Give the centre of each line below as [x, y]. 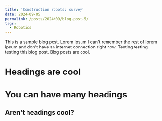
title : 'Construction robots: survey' [45, 10]
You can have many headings [66, 94]
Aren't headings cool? [40, 112]
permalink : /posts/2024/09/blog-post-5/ [47, 19]
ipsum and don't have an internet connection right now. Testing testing [77, 47]
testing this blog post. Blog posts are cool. [48, 52]
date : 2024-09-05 [23, 14]
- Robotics [21, 28]
